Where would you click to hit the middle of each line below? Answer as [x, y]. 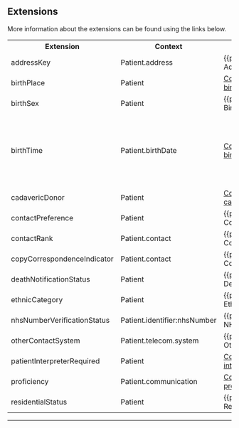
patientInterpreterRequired [55, 360]
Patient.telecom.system [160, 341]
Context [169, 46]
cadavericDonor [38, 197]
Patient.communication [159, 381]
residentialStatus [39, 402]
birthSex [25, 103]
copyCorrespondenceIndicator [62, 259]
